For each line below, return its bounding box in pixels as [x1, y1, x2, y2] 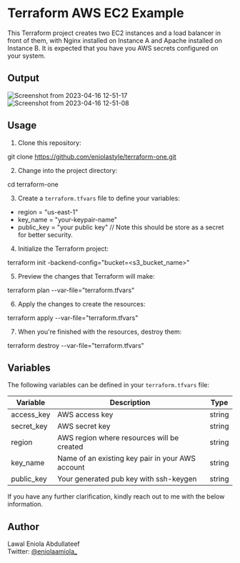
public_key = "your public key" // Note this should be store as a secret [17, 223, 224, 231]
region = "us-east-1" [17, 207, 79, 216]
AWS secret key [56, 422, 111, 432]
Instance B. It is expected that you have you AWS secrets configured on [7, 44, 219, 52]
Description [109, 398, 151, 408]
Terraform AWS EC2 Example [7, 5, 184, 21]
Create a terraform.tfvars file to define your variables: [17, 194, 180, 202]
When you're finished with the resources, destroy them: [17, 327, 182, 336]
